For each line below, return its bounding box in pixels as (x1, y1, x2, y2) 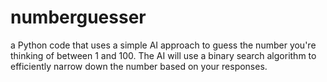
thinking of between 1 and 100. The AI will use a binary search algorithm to (10, 49, 317, 61)
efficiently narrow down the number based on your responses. (10, 60, 268, 72)
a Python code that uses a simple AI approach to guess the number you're (10, 39, 317, 51)
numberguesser (10, 6, 147, 29)
